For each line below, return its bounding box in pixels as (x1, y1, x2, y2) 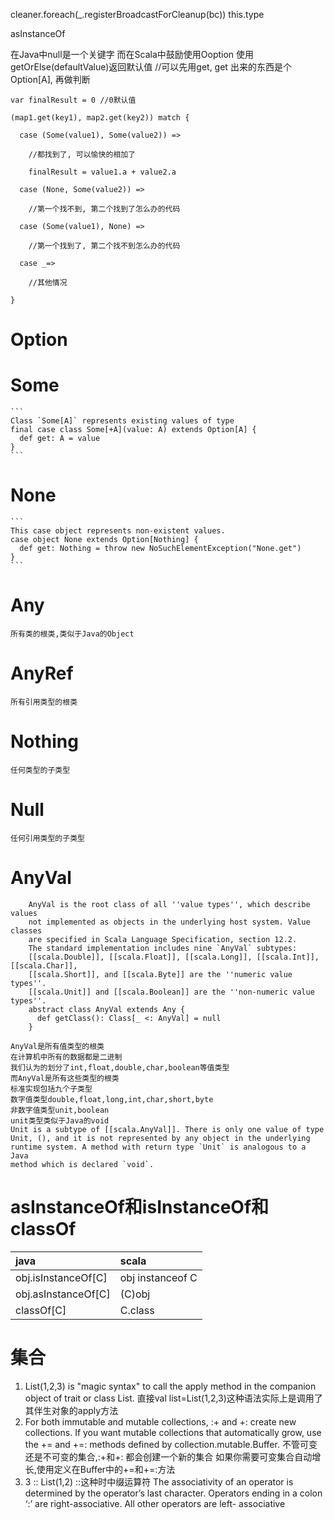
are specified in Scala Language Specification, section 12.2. (28, 934, 298, 944)
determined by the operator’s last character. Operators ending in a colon (24, 1487, 323, 1499)
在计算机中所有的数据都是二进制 (10, 1052, 123, 1062)
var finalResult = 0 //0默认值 (10, 95, 137, 105)
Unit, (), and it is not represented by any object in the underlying (10, 1133, 311, 1143)
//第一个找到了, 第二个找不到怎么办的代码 (28, 241, 181, 251)
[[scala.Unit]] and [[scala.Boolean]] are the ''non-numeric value (28, 987, 315, 997)
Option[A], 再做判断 (10, 74, 91, 85)
